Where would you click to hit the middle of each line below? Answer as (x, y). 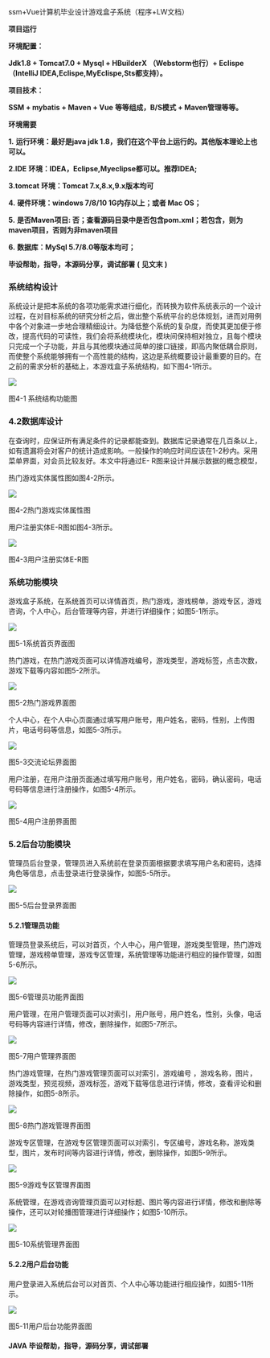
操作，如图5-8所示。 (49, 1093)
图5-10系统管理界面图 (44, 1245)
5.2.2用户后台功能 (39, 1264)
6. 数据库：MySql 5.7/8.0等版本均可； (72, 247)
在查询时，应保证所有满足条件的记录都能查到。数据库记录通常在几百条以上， (135, 440)
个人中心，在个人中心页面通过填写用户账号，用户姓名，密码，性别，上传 (128, 719)
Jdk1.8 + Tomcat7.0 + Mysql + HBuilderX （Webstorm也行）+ (113, 63)
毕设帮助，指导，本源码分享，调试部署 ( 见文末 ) (88, 264)
